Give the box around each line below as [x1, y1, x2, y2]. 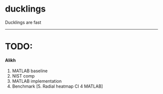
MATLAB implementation [12, 78, 62, 84]
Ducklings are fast [5, 19, 41, 25]
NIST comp [12, 73, 35, 79]
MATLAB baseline [12, 68, 48, 74]
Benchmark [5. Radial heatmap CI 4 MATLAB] [12, 83, 103, 89]
